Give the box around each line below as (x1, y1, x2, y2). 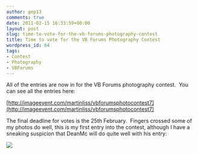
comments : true (6, 14, 45, 20)
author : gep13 (6, 8, 42, 15)
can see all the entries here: (6, 88, 75, 95)
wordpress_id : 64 (6, 43, 50, 49)
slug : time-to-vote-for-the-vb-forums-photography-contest (6, 31, 158, 37)
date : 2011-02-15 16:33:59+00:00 (6, 20, 91, 26)
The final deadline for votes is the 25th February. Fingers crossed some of (6, 117, 192, 125)
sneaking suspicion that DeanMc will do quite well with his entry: (6, 130, 167, 137)
